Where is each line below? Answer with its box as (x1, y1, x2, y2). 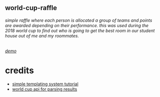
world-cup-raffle (5, 4, 57, 12)
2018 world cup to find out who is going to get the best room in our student (5, 28, 155, 33)
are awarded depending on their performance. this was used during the (5, 22, 149, 28)
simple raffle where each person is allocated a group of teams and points (5, 17, 153, 23)
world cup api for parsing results (12, 86, 78, 92)
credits (5, 65, 34, 76)
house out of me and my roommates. (5, 32, 79, 38)
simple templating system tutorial (12, 81, 79, 87)
